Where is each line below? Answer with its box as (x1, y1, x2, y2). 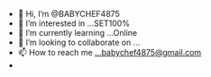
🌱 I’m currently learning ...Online (17, 28, 138, 38)
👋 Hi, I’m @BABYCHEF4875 (17, 9, 120, 19)
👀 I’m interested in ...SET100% (17, 18, 131, 29)
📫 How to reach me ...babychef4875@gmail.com (17, 47, 202, 57)
